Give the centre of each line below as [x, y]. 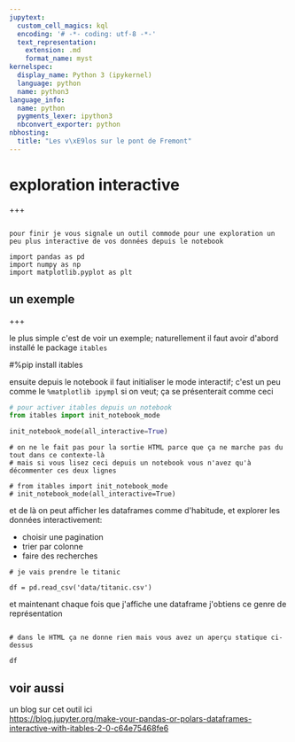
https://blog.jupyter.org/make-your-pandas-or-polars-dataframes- [131, 718]
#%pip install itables [46, 364]
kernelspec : [31, 67]
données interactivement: [56, 520]
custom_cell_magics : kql [63, 26]
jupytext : [27, 17]
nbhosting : [29, 133]
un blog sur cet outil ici [51, 709]
